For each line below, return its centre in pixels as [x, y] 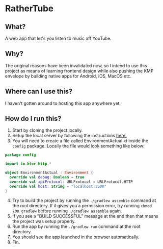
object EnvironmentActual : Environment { [49, 173]
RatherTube [29, 9]
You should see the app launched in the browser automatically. [76, 237]
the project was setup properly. [44, 221]
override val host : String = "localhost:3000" [58, 186]
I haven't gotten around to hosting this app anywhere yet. [63, 103]
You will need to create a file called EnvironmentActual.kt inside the [80, 141]
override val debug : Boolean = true [47, 177]
